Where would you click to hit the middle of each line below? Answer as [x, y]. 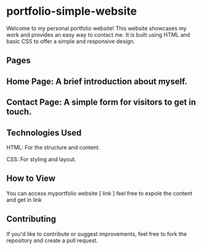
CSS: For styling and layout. [41, 159]
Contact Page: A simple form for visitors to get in [101, 102]
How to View [31, 179]
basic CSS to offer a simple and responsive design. [71, 41]
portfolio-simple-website [72, 11]
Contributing [31, 219]
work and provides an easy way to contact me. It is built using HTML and [98, 34]
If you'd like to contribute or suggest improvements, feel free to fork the [97, 233]
